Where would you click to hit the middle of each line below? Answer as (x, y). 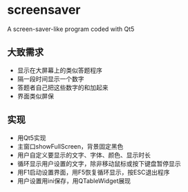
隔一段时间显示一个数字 (50, 78)
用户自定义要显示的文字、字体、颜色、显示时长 (84, 155)
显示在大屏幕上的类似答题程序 (59, 70)
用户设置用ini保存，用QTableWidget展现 (74, 180)
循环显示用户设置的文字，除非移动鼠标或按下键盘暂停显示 (99, 163)
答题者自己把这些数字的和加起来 (63, 87)
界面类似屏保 (35, 96)
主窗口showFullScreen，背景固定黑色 (70, 146)
